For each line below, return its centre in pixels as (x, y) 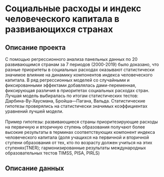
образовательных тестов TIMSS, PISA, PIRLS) (53, 153)
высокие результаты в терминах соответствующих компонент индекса (80, 132)
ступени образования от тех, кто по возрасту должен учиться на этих (79, 142)
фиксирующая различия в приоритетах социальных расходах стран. (77, 90)
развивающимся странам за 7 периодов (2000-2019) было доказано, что (82, 64)
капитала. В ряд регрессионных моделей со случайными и (68, 80)
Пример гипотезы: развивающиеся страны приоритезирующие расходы (82, 122)
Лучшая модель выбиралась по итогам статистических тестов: (72, 96)
